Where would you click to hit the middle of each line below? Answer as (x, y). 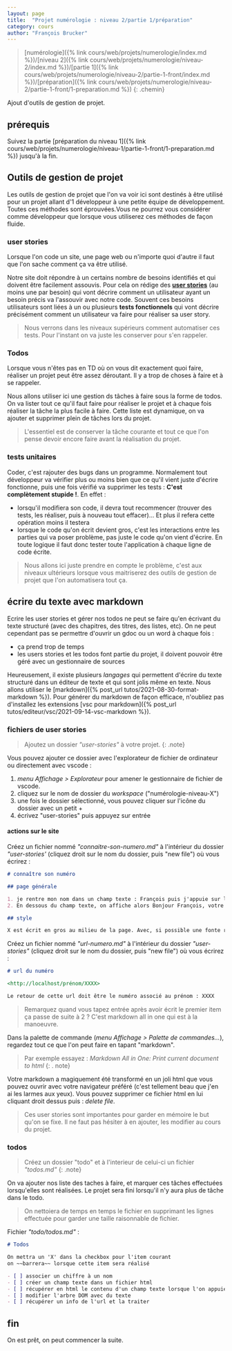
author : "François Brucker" (48, 33)
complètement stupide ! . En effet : (57, 494)
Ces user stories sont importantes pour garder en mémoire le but (116, 1114)
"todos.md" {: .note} (52, 1170)
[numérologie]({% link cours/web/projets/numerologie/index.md (115, 53)
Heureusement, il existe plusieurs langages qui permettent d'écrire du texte (115, 674)
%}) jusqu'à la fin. (32, 156)
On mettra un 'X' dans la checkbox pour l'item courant (89, 1258)
